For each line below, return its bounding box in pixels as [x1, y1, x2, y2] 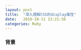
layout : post [5, 7, 32, 12]
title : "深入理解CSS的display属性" [5, 12, 76, 17]
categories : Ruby [5, 21, 41, 26]
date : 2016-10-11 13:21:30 [5, 16, 66, 21]
